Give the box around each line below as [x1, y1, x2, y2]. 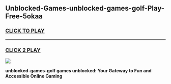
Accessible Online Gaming [5, 73, 63, 79]
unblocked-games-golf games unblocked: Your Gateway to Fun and [5, 67, 152, 73]
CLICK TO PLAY [5, 27, 45, 35]
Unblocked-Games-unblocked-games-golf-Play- [5, 4, 164, 13]
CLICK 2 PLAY [5, 46, 41, 53]
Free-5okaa [5, 12, 43, 21]
